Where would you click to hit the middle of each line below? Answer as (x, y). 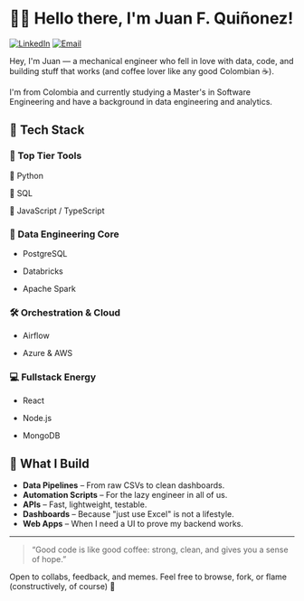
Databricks (43, 271)
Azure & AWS (47, 353)
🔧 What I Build (49, 463)
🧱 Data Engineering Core (64, 234)
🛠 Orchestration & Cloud (65, 313)
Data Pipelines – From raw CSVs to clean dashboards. (123, 485)
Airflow (36, 336)
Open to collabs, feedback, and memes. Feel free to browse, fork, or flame (148, 577)
